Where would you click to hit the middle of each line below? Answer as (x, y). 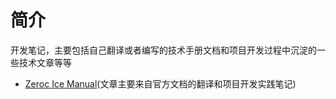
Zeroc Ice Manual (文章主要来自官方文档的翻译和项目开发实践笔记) (160, 83)
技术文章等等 (45, 62)
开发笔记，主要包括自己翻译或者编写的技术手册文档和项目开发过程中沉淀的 (163, 50)
